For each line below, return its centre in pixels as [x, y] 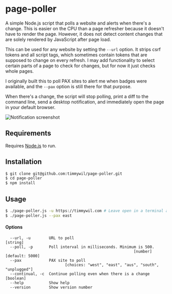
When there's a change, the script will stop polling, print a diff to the [77, 96]
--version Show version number [51, 287]
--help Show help [40, 283]
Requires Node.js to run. [31, 145]
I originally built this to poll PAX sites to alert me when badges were [76, 81]
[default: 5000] [23, 256]
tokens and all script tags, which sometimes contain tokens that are [76, 55]
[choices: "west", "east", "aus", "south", [112, 265]
